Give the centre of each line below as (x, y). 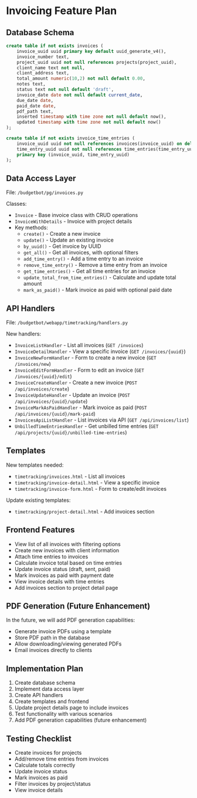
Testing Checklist (39, 738)
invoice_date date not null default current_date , (80, 95)
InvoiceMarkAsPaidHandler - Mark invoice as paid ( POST (81, 408)
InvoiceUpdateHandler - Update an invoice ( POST (72, 395)
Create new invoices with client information (67, 550)
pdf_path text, (35, 111)
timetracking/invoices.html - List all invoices (70, 476)
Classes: (16, 204)
